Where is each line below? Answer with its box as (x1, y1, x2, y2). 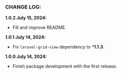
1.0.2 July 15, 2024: (5, 15, 47, 21)
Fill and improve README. (12, 24, 67, 30)
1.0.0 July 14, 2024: (5, 53, 47, 59)
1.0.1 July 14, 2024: (5, 34, 46, 40)
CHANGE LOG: (5, 3, 42, 10)
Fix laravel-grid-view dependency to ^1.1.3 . (12, 44, 104, 50)
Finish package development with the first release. (12, 63, 117, 69)
